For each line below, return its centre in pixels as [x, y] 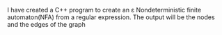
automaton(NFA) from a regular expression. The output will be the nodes [111, 17]
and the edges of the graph [46, 24]
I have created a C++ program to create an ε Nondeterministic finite [104, 10]
